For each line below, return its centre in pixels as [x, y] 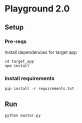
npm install [17, 65]
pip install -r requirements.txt [39, 89]
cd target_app [19, 61]
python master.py [23, 115]
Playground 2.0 [37, 9]
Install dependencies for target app [41, 52]
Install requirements [30, 78]
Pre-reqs [16, 41]
